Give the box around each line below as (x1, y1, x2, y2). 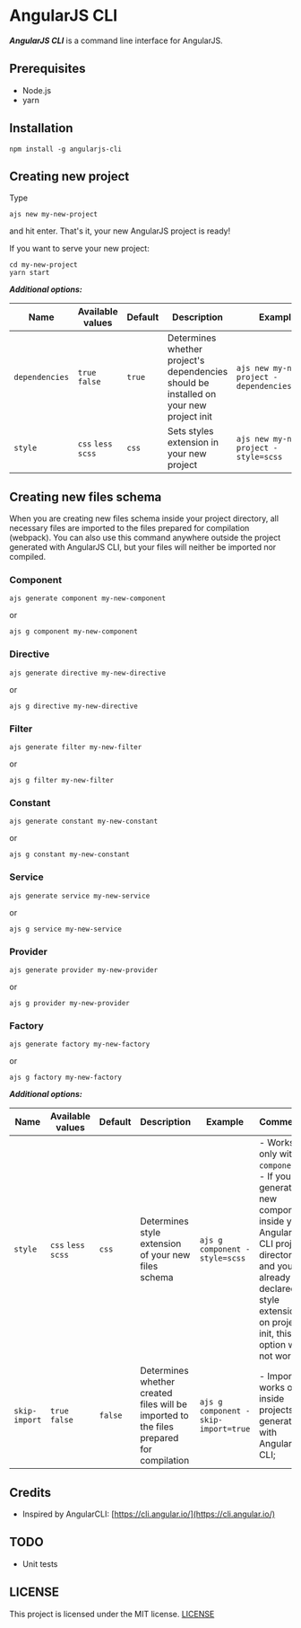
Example (205, 1116, 245, 1128)
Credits (9, 1484, 52, 1500)
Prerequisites (9, 61, 86, 76)
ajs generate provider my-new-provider (9, 965, 159, 975)
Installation (9, 120, 73, 136)
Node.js (21, 84, 52, 95)
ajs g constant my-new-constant (9, 850, 130, 859)
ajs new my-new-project (9, 210, 99, 219)
